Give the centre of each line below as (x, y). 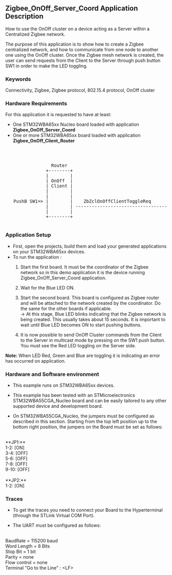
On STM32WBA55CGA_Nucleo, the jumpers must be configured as (83, 416)
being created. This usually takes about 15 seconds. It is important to (93, 319)
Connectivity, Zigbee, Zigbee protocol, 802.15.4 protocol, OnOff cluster (80, 90)
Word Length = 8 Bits (28, 546)
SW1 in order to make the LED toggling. (47, 65)
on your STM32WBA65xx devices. (49, 251)
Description (24, 17)
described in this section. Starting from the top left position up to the (85, 421)
